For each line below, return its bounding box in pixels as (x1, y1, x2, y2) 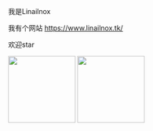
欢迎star (8, 40, 35, 49)
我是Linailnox (8, 7, 51, 16)
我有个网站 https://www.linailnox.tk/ (8, 23, 123, 33)
